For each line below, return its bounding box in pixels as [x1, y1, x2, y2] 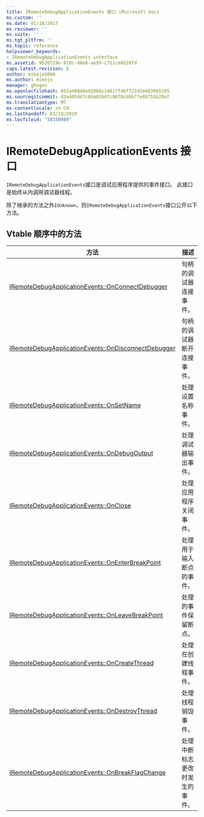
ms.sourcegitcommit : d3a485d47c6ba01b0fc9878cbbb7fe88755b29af [6, 94, 170, 100]
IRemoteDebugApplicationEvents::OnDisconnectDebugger [9, 344, 176, 352]
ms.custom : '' [6, 15, 42, 21]
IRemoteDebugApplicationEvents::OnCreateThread [9, 659, 154, 667]
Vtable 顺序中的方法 [6, 229, 82, 239]
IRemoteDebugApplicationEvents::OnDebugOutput [9, 449, 154, 457]
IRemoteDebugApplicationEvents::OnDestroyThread [9, 707, 158, 715]
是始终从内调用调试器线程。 [6, 189, 76, 196]
